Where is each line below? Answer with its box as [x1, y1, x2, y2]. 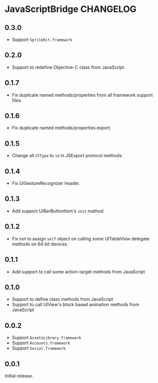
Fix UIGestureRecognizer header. [11, 181, 80, 187]
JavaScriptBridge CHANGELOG [4, 3, 137, 15]
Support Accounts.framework [11, 340, 70, 346]
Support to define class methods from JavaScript [11, 296, 113, 302]
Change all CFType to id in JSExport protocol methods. [11, 153, 123, 159]
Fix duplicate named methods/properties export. [11, 125, 112, 131]
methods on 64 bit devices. [11, 241, 68, 247]
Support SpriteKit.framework [11, 36, 73, 42]
